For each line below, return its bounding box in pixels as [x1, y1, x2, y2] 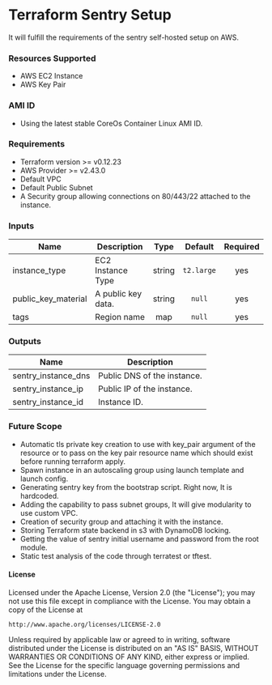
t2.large [182, 266, 217, 275]
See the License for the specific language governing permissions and [8, 660, 240, 670]
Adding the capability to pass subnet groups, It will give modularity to [19, 500, 252, 509]
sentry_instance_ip [12, 383, 83, 394]
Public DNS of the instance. [98, 370, 202, 381]
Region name [95, 312, 146, 323]
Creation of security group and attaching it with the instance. [19, 517, 223, 526]
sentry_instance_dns [12, 370, 91, 381]
